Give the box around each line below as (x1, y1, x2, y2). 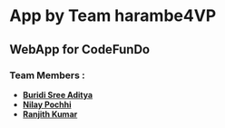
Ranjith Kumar (22, 108, 78, 119)
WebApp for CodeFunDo (9, 42, 151, 57)
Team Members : (9, 69, 85, 82)
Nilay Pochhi (22, 99, 72, 110)
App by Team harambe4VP (9, 5, 217, 26)
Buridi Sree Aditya (22, 89, 93, 100)
